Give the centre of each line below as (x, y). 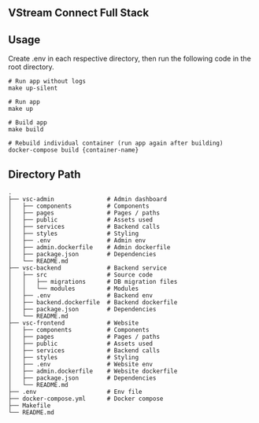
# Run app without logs (47, 82)
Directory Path (44, 174)
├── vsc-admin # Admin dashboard (88, 200)
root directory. (31, 67)
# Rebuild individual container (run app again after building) (116, 143)
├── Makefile (30, 406)
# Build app (28, 123)
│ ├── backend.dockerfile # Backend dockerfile (93, 303)
